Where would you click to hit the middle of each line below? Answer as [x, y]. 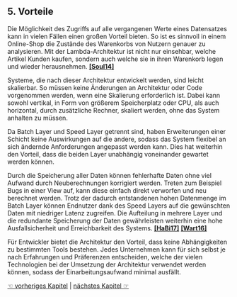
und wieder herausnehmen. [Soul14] [61, 66]
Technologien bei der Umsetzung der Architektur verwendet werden [107, 264]
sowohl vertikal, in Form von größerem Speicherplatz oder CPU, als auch [113, 103]
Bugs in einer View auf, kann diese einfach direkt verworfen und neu [107, 190]
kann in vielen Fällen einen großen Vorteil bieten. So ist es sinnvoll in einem [117, 36]
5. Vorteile [31, 12]
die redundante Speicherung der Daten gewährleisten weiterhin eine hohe [115, 220]
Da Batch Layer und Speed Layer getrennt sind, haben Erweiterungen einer [117, 131]
